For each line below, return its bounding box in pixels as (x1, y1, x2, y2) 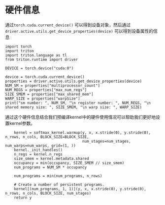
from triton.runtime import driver (5, 57, 78, 62)
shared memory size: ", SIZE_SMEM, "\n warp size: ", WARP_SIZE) (5, 104, 142, 109)
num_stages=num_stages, (82, 139, 132, 144)
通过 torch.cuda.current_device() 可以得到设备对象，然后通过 (5, 22, 131, 28)
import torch (5, 44, 32, 49)
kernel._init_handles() (14, 147, 63, 153)
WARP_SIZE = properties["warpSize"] (5, 96, 80, 101)
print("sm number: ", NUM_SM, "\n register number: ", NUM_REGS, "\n (5, 100, 151, 105)
